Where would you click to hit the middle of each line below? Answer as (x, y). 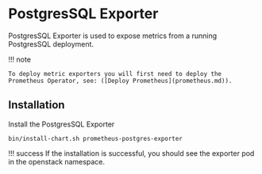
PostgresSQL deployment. (51, 43)
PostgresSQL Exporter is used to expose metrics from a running (112, 36)
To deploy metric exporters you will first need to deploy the (115, 74)
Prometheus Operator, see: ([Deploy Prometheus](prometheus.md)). (120, 81)
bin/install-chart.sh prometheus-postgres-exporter (95, 138)
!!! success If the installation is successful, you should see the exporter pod (131, 153)
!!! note (20, 59)
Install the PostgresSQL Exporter (62, 124)
